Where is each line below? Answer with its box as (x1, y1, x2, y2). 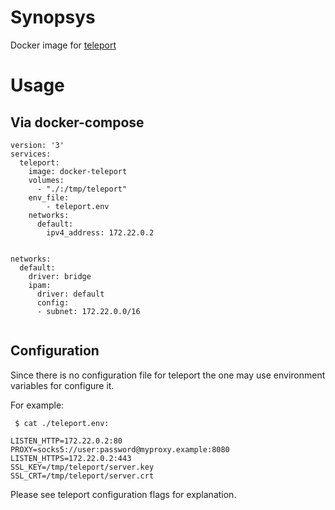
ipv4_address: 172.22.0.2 (46, 227, 155, 238)
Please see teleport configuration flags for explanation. (10, 488, 237, 500)
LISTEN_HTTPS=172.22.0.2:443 (10, 453, 132, 463)
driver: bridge (28, 271, 92, 281)
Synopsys (10, 6, 96, 29)
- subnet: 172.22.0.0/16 (36, 306, 141, 316)
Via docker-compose (10, 114, 145, 131)
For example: (10, 399, 65, 411)
